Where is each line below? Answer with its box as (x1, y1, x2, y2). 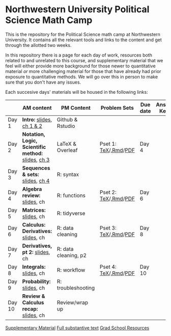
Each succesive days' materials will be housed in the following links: (5, 89, 149, 95)
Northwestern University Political (5, 4, 150, 15)
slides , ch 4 (22, 177, 50, 184)
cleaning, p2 (56, 251, 87, 259)
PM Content (61, 104, 91, 111)
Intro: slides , (22, 116, 52, 123)
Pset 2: (99, 189, 117, 196)
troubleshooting (56, 284, 95, 291)
